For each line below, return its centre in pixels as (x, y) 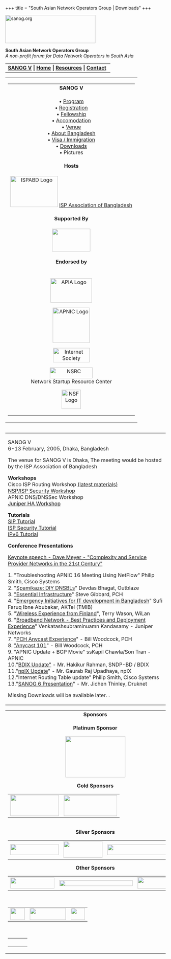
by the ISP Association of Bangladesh (53, 466)
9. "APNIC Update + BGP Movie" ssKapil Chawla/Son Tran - (79, 652)
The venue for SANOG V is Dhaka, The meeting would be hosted (85, 460)
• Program (71, 101)
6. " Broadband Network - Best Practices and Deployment (77, 620)
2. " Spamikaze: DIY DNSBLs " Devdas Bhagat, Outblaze (74, 588)
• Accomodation (71, 120)
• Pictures (71, 152)
